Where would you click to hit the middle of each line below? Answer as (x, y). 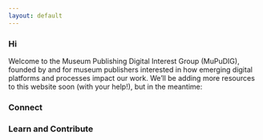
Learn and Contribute (51, 129)
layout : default (35, 16)
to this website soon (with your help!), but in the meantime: (105, 86)
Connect (25, 107)
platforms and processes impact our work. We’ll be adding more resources (131, 78)
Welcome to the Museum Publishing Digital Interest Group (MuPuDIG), (124, 61)
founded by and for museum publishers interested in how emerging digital (130, 70)
